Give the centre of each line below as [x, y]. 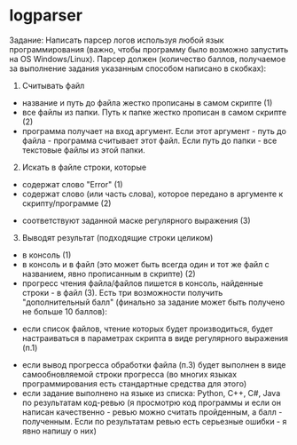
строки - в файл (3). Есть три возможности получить [122, 292]
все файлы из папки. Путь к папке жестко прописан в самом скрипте [154, 112]
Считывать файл [53, 85]
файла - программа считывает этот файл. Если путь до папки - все [149, 140]
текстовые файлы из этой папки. [83, 150]
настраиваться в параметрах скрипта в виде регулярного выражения [155, 338]
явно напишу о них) [59, 431]
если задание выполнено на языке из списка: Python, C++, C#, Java [151, 393]
